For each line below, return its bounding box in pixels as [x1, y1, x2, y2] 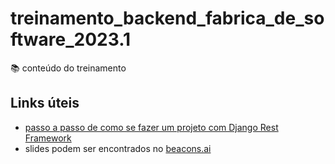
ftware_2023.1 [10, 28, 132, 51]
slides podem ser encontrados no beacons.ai [24, 142, 212, 154]
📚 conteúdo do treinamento [10, 62, 127, 74]
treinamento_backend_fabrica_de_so [10, 7, 325, 30]
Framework [24, 132, 72, 144]
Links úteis [10, 95, 80, 112]
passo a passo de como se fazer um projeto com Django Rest [24, 121, 279, 133]
